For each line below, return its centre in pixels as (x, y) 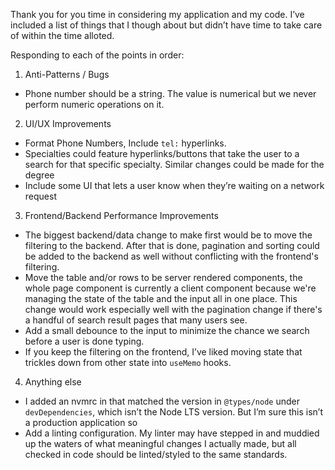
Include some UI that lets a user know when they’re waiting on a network (174, 185)
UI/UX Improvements (68, 123)
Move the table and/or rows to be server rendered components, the (163, 277)
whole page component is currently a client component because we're (170, 288)
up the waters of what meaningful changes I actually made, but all (160, 443)
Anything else (53, 382)
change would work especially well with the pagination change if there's (173, 309)
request (40, 196)
